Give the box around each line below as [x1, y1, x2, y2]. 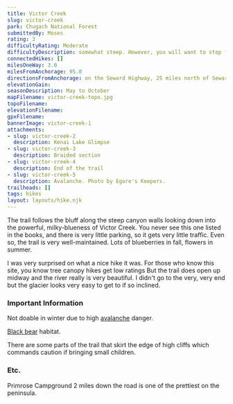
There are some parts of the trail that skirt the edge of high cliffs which [7, 341, 209, 349]
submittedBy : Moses [7, 29, 64, 37]
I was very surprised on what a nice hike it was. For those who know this [7, 259, 215, 267]
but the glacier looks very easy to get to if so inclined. [7, 281, 161, 289]
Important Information [7, 298, 84, 308]
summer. [7, 245, 33, 254]
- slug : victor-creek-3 [7, 146, 76, 152]
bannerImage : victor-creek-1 [7, 119, 92, 127]
